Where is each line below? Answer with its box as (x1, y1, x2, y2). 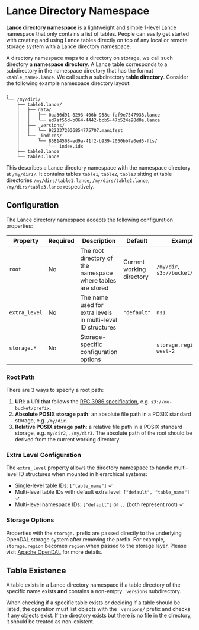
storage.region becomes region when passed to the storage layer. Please (6, 542, 187, 549)
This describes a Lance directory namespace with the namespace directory (6, 164, 191, 171)
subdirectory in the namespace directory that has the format (6, 67, 154, 74)
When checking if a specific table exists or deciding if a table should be (6, 599, 181, 606)
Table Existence (6, 566, 66, 576)
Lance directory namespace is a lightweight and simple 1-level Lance (6, 24, 176, 31)
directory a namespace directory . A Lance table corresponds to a (6, 61, 168, 68)
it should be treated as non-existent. (6, 618, 95, 625)
